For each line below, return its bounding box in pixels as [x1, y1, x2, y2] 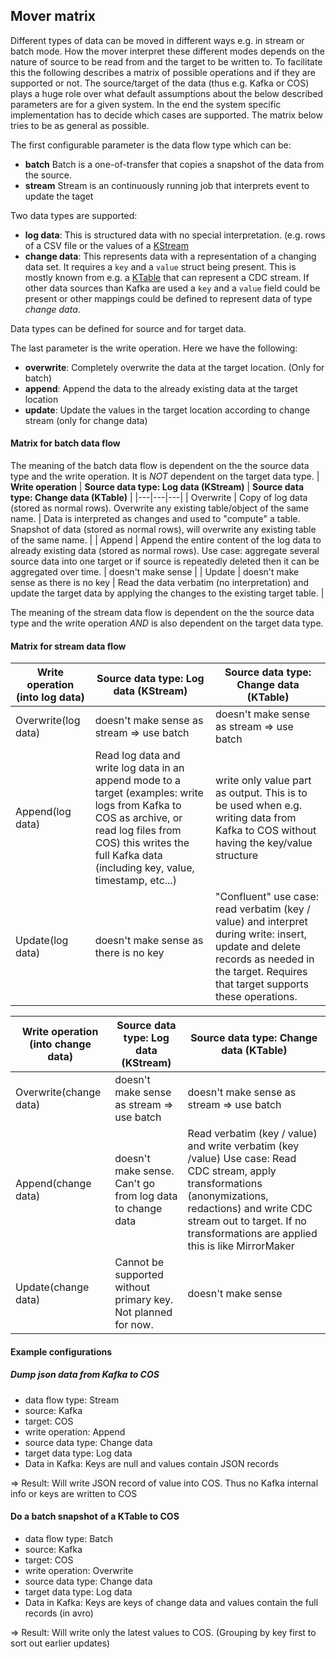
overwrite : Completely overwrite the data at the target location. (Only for [24, 361, 325, 373]
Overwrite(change [15, 1085, 102, 1099]
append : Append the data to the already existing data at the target [24, 382, 298, 394]
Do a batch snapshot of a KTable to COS [10, 1510, 180, 1523]
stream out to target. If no [187, 1214, 307, 1228]
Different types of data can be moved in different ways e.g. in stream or [10, 34, 305, 46]
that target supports [215, 977, 309, 991]
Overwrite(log [15, 714, 81, 728]
